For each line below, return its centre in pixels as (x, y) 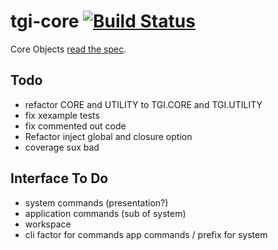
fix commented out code (75, 126)
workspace (48, 224)
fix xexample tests (62, 115)
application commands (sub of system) (105, 213)
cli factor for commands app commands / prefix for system (146, 234)
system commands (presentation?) (96, 202)
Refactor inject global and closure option (108, 136)
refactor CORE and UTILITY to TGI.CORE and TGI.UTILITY (143, 104)
